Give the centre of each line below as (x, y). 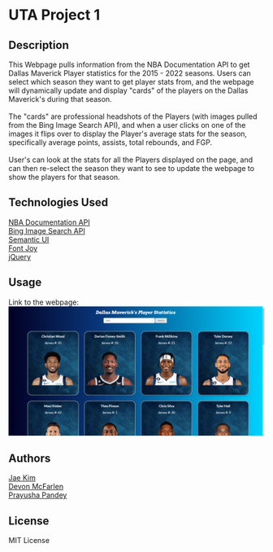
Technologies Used (58, 202)
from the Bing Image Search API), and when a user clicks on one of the (127, 125)
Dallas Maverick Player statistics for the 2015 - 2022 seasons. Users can (130, 73)
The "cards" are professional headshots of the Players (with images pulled (133, 116)
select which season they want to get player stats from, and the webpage (131, 82)
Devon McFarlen (36, 487)
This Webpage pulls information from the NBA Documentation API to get (129, 64)
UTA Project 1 (54, 15)
